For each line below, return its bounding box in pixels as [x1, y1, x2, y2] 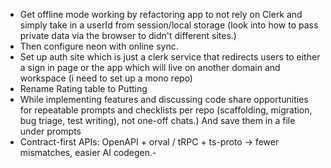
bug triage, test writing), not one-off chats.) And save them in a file [19, 115, 296, 126]
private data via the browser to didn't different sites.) [19, 30, 237, 41]
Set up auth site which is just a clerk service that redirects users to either [19, 51, 321, 63]
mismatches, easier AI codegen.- [19, 147, 157, 158]
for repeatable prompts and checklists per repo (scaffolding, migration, [19, 104, 313, 116]
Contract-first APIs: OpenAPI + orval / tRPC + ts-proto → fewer [19, 136, 280, 148]
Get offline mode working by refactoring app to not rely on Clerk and [19, 9, 303, 20]
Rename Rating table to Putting [19, 83, 148, 94]
